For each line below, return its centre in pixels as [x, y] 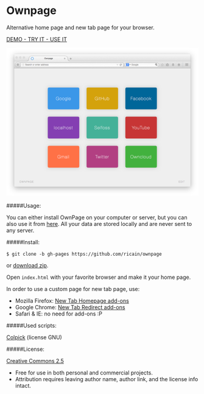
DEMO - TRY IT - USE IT [37, 39]
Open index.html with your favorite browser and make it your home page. [99, 277]
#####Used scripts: [31, 325]
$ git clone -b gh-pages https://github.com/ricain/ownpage [84, 254]
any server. [20, 230]
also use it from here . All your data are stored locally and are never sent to [99, 223]
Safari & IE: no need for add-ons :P [58, 314]
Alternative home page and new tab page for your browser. [80, 27]
